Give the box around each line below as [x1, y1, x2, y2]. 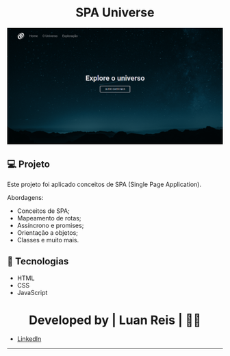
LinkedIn [16, 335, 42, 343]
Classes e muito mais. [16, 236, 79, 244]
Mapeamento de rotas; [16, 214, 81, 222]
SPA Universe [75, 5, 155, 21]
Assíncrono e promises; [16, 221, 84, 229]
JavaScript [16, 288, 48, 296]
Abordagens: [7, 193, 44, 201]
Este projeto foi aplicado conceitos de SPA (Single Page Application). [7, 180, 202, 188]
